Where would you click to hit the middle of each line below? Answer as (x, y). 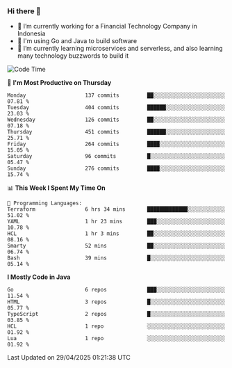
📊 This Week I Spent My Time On (56, 188)
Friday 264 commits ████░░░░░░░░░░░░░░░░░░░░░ (116, 144)
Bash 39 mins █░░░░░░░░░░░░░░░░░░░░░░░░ (116, 258)
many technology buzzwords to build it (73, 56)
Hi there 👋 (24, 11)
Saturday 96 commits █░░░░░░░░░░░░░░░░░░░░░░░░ (116, 157)
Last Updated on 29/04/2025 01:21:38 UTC (69, 358)
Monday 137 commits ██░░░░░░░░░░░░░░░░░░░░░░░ (116, 96)
